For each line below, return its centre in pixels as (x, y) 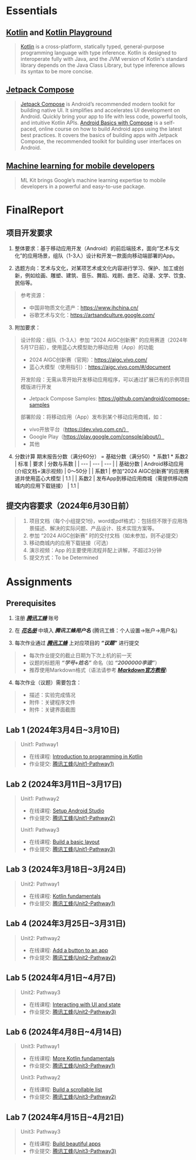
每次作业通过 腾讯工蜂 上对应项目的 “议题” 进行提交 (77, 643)
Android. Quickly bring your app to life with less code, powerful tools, (104, 116)
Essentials (32, 11)
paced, (29, 129)
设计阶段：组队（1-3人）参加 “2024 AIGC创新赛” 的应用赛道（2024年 (104, 340)
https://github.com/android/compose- (144, 398)
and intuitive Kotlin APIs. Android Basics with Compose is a (91, 123)
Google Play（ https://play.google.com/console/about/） (97, 436)
